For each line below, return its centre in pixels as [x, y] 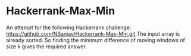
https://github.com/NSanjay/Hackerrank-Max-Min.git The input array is [93, 33]
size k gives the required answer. [47, 46]
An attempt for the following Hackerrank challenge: [69, 27]
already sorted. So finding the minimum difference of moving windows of [96, 40]
